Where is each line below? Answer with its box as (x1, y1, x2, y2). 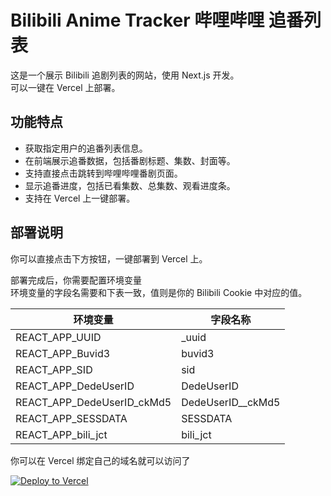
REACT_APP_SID (15, 362, 93, 376)
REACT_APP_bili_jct (15, 427, 108, 441)
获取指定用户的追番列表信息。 (24, 142, 148, 154)
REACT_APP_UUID (15, 330, 102, 344)
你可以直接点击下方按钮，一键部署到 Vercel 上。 (10, 252, 208, 265)
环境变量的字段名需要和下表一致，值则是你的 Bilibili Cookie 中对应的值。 (10, 286, 308, 298)
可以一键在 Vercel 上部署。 (10, 81, 121, 93)
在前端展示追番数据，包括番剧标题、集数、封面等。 (24, 154, 236, 166)
